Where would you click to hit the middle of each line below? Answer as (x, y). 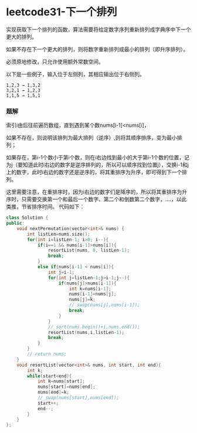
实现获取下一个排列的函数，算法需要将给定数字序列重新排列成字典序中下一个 (98, 29)
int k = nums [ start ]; (61, 381)
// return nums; (47, 354)
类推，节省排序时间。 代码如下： (45, 207)
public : (16, 224)
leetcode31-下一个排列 (62, 12)
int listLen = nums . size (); (59, 234)
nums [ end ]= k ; (53, 393)
